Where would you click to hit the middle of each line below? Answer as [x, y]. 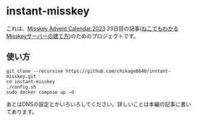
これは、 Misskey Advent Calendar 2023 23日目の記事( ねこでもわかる [92, 28]
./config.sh [21, 87]
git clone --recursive [35, 71]
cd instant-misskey [31, 82]
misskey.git [21, 76]
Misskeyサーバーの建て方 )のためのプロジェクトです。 [73, 36]
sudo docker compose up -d [40, 92]
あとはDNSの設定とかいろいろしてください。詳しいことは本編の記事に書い [99, 104]
